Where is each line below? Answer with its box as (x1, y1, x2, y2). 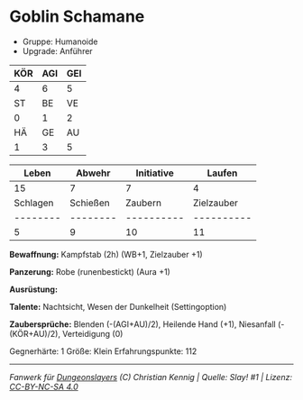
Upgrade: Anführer (22, 45, 93, 56)
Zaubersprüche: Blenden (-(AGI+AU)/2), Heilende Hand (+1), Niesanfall (9, 318, 277, 330)
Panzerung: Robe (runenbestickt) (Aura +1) (9, 266, 171, 277)
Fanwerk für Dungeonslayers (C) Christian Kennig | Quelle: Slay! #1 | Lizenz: (9, 371, 293, 382)
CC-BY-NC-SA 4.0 (9, 381, 78, 392)
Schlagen (14, 196, 54, 209)
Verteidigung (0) (62, 328, 124, 339)
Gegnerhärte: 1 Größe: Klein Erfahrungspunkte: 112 (9, 345, 197, 357)
